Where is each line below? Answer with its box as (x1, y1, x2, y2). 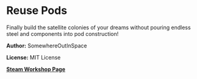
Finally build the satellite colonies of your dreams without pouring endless (6, 24, 191, 31)
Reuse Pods (6, 4, 67, 18)
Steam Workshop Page (6, 65, 66, 73)
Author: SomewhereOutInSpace (6, 42, 87, 49)
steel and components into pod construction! (6, 30, 119, 37)
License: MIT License (6, 53, 61, 61)
